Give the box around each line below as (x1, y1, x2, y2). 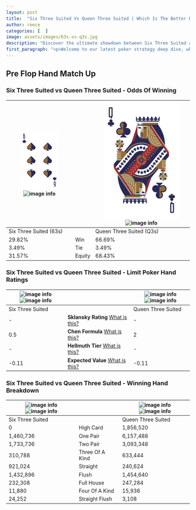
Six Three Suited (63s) (8, 228, 63, 235)
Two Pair (78, 440, 100, 447)
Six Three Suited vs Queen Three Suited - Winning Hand (6, 379, 168, 387)
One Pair (78, 432, 100, 439)
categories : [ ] (6, 28, 48, 34)
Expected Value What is (67, 357, 127, 364)
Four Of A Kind (78, 487, 114, 494)
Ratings (6, 275, 29, 284)
